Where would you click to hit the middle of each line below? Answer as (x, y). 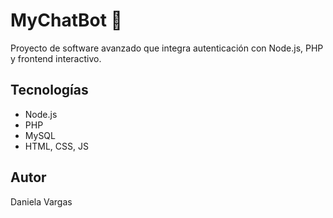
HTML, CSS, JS (56, 146)
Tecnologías (49, 90)
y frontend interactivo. (56, 58)
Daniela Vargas (41, 201)
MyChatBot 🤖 (66, 20)
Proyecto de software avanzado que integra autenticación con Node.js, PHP (167, 48)
